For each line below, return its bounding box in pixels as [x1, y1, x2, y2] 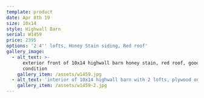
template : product [6, 9, 53, 15]
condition [22, 65, 47, 72]
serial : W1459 [6, 32, 42, 38]
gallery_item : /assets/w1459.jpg [17, 71, 102, 77]
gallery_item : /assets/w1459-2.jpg [17, 83, 107, 89]
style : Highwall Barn [6, 26, 61, 32]
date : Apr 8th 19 [6, 15, 50, 21]
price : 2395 [6, 37, 36, 43]
